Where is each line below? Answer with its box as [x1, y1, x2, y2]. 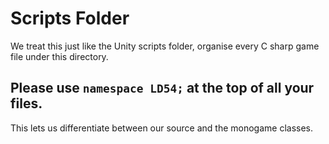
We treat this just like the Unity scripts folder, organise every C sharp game [10, 40, 320, 52]
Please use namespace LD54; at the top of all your [10, 80, 315, 97]
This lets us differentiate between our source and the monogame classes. [10, 122, 314, 134]
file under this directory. [10, 50, 109, 62]
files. [10, 95, 43, 112]
